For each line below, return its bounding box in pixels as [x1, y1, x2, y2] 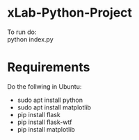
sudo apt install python [17, 96, 83, 104]
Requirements [7, 60, 90, 76]
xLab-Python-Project [7, 5, 133, 21]
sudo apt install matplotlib [17, 103, 92, 112]
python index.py [7, 35, 54, 43]
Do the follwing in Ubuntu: [7, 82, 82, 91]
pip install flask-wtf [17, 118, 72, 126]
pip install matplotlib [17, 125, 75, 133]
